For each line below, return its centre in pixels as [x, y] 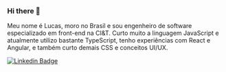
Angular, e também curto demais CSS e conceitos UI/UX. [88, 48]
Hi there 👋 [24, 11]
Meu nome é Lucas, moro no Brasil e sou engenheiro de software [100, 26]
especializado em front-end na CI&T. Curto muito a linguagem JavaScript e [113, 33]
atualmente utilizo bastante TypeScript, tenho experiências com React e [109, 40]
